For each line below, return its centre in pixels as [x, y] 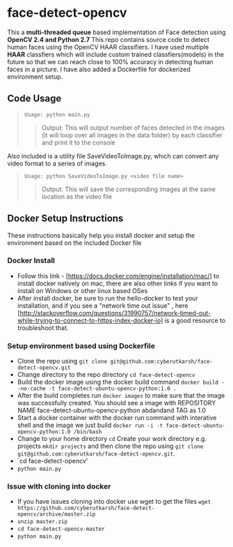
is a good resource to [195, 320]
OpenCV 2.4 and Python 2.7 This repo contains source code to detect [109, 39]
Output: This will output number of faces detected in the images [133, 128]
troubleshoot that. [43, 328]
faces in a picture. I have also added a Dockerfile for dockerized [99, 69]
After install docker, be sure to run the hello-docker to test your [107, 298]
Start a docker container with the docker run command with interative [117, 418]
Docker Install [31, 261]
